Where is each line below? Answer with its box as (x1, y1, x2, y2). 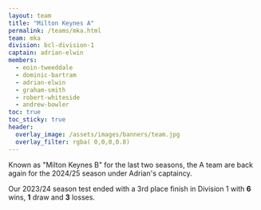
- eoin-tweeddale (15, 64, 73, 72)
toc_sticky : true (8, 116, 66, 124)
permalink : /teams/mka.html (8, 26, 102, 34)
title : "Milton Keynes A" (8, 19, 94, 27)
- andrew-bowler (15, 101, 69, 109)
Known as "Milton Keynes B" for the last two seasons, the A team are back (8, 160, 254, 169)
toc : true (8, 109, 42, 117)
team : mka (8, 34, 42, 42)
